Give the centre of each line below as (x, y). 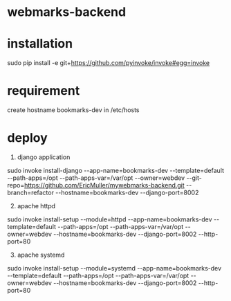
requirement (44, 91)
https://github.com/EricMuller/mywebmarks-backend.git (104, 185)
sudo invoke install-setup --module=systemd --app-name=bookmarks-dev (114, 268)
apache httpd (36, 206)
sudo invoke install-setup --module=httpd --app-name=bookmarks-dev (110, 219)
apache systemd (41, 255)
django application (44, 157)
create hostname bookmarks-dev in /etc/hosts (73, 110)
